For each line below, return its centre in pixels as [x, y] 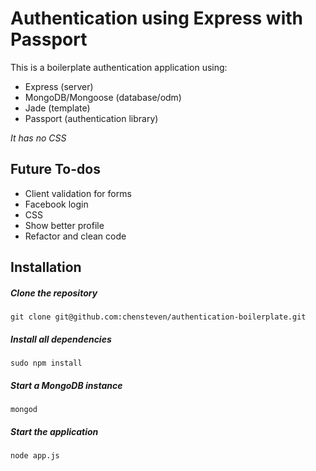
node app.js [35, 456]
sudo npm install [46, 363]
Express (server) [59, 86]
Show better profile [64, 225]
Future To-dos [55, 169]
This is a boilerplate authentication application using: [119, 67]
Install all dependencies [61, 339]
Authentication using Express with [157, 18]
